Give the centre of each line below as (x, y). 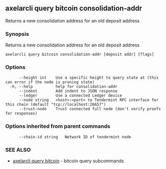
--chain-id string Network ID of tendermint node (75, 137)
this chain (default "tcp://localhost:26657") (56, 105)
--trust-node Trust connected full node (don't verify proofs (90, 109)
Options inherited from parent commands (58, 126)
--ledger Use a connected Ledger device (70, 96)
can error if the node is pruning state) (50, 82)
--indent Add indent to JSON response (68, 91)
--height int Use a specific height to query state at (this (89, 78)
